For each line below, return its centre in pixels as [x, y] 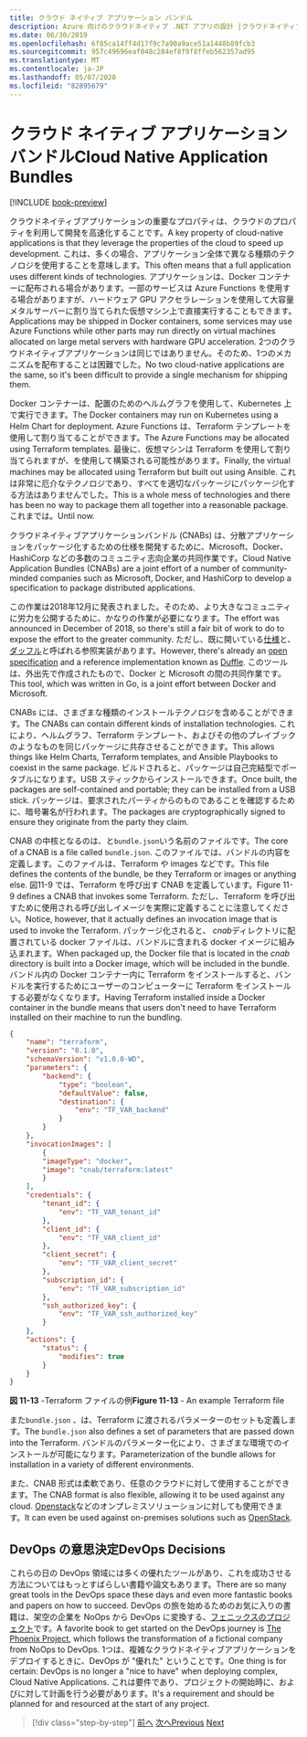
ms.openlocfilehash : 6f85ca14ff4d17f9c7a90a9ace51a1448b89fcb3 [132, 43]
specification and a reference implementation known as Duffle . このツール [149, 662]
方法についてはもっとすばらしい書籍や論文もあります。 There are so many [148, 1584]
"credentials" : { [59, 1195]
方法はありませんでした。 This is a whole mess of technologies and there [153, 494]
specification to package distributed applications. [102, 588]
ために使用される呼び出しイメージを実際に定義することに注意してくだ [149, 907]
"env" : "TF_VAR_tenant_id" [110, 1212]
